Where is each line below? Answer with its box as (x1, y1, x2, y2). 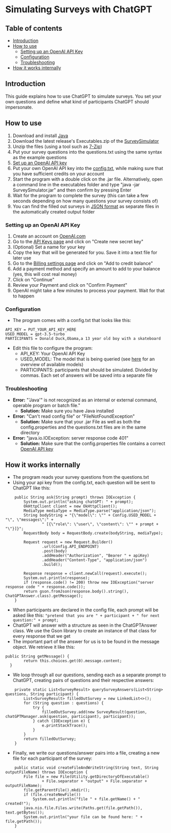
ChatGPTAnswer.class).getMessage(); (5, 593, 83, 599)
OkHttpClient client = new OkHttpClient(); (23, 504, 117, 509)
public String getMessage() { (5, 654, 70, 659)
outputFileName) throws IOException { (5, 770, 88, 775)
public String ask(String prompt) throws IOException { (14, 495, 136, 500)
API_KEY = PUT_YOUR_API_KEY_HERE (5, 327, 77, 332)
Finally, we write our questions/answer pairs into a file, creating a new (12, 750, 160, 756)
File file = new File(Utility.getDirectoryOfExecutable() (23, 774, 150, 779)
